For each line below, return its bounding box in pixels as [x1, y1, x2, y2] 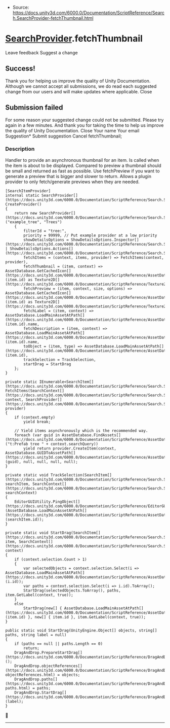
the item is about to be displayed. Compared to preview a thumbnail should [5, 162, 162, 168]
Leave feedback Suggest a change [5, 49, 78, 55]
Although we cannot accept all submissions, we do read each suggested [5, 83, 157, 89]
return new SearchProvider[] [14, 211, 76, 216]
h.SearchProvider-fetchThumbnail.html [12, 15, 94, 21]
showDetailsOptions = [23, 237, 69, 242]
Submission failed [5, 103, 63, 112]
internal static [5, 193, 39, 198]
